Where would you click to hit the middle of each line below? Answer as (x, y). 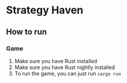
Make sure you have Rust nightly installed (65, 67)
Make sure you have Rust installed (56, 61)
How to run (27, 32)
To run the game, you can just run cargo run (68, 73)
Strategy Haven (45, 10)
